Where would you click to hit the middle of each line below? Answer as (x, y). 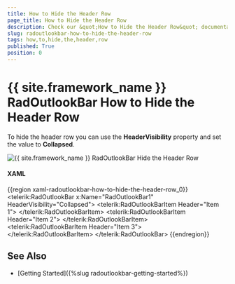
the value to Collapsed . (41, 144)
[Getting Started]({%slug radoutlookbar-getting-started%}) (103, 273)
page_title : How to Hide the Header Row (67, 20)
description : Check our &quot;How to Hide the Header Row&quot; (103, 27)
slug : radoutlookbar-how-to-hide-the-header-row (79, 33)
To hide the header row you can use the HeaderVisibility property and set (114, 137)
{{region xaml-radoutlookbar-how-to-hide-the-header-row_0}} (98, 189)
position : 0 (24, 53)
